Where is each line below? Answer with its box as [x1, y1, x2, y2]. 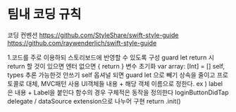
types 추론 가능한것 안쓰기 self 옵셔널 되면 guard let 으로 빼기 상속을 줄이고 [7, 71, 216, 79]
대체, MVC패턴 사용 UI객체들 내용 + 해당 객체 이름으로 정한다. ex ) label [25, 79, 223, 87]
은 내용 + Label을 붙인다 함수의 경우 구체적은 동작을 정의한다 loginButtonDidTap [7, 88, 229, 97]
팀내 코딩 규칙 [7, 6, 82, 22]
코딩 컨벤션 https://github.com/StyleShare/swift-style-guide [7, 31, 179, 39]
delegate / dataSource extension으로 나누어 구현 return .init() [7, 97, 181, 105]
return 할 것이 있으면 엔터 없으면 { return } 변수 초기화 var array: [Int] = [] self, [7, 62, 225, 70]
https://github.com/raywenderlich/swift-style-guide [7, 38, 157, 47]
